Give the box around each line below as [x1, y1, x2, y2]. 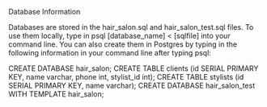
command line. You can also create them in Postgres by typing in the [8, 39, 237, 49]
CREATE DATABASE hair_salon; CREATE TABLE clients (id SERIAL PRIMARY [8, 64, 259, 73]
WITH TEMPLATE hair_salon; [8, 89, 104, 99]
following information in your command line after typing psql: [8, 48, 212, 57]
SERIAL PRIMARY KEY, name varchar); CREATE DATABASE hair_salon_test [8, 80, 256, 90]
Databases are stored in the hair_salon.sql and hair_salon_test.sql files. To [8, 23, 254, 31]
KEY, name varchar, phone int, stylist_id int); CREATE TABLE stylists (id [8, 72, 244, 81]
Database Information [8, 7, 81, 16]
